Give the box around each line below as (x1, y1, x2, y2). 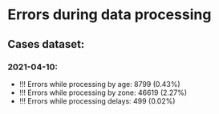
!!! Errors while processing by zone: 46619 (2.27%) (18, 88, 188, 97)
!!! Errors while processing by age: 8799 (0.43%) (18, 79, 181, 88)
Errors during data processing (7, 6, 212, 24)
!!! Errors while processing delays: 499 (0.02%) (18, 96, 176, 105)
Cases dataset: (7, 37, 85, 51)
